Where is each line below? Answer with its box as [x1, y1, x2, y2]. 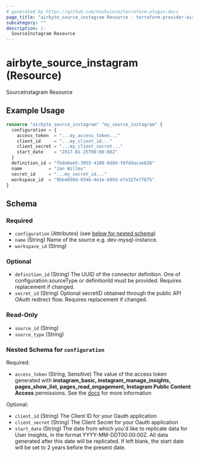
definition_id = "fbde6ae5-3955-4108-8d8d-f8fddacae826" [11, 160, 155, 166]
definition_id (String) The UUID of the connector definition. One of [14, 271, 181, 278]
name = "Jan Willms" [11, 166, 86, 172]
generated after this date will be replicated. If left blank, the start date [14, 437, 184, 445]
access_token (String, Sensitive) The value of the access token [14, 370, 167, 377]
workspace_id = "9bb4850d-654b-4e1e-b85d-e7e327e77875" [11, 176, 155, 183]
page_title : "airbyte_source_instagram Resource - [6, 14, 134, 20]
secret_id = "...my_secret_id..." [11, 171, 108, 177]
